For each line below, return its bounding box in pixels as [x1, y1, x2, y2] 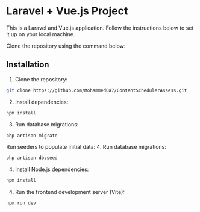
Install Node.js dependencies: [14, 166, 89, 173]
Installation [6, 60, 49, 70]
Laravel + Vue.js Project [6, 4, 128, 18]
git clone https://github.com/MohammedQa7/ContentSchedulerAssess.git [6, 87, 187, 93]
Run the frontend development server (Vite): [14, 189, 125, 196]
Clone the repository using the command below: [6, 42, 126, 49]
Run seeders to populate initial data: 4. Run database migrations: [6, 143, 167, 151]
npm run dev [6, 200, 36, 206]
